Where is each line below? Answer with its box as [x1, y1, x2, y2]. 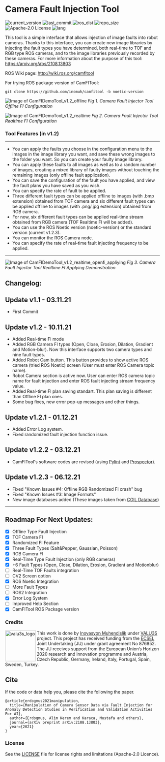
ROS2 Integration [12, 590, 47, 596]
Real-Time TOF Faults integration [12, 567, 79, 573]
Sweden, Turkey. [5, 661, 39, 667]
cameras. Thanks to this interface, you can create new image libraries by [5, 39, 153, 45]
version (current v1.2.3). [12, 230, 61, 236]
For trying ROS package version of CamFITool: [5, 80, 99, 86]
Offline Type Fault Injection [12, 528, 67, 535]
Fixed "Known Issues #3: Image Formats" [12, 491, 96, 497]
